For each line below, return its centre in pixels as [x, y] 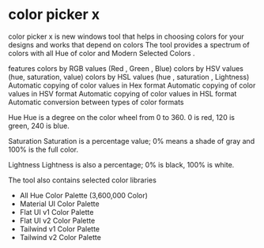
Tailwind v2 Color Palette [60, 237]
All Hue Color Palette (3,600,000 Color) [84, 195]
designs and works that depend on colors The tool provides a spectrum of [129, 44]
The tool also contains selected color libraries [82, 180]
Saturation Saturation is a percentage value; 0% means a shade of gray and [132, 141]
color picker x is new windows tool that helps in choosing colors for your [126, 36]
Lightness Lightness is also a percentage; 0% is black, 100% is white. [121, 164]
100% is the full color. [43, 149]
